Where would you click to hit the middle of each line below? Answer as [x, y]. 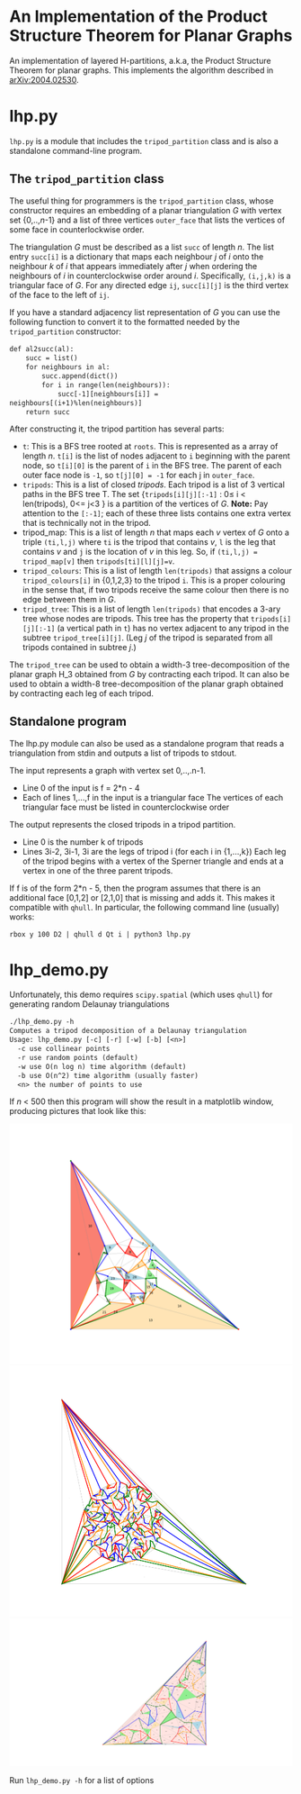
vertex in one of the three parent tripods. [97, 870]
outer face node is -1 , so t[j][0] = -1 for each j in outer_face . [138, 475]
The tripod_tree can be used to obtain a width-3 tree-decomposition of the [150, 665]
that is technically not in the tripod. [86, 522]
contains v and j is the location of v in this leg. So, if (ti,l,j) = [140, 551]
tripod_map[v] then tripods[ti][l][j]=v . [98, 561]
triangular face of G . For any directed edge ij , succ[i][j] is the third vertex [149, 285]
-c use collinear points [64, 1049]
